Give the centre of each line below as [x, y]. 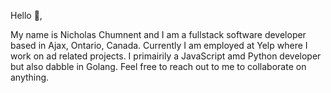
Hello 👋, [26, 15]
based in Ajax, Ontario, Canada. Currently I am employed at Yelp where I [159, 45]
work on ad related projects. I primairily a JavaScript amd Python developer [166, 56]
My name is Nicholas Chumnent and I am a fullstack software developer [158, 34]
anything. [30, 77]
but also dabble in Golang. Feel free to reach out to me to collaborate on [158, 66]
